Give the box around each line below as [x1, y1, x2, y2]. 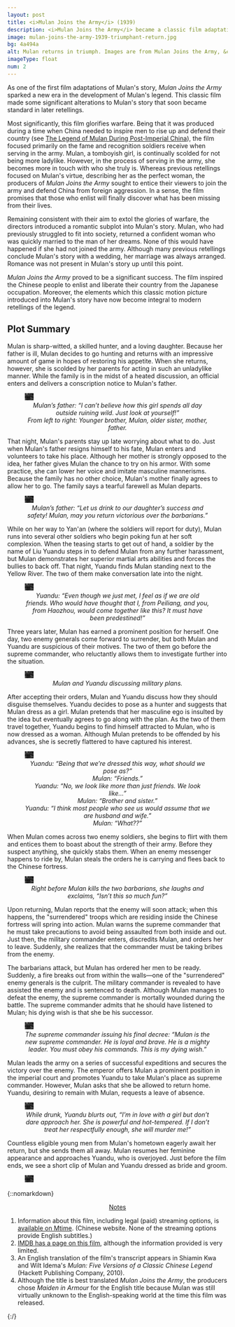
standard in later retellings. [7, 105, 85, 114]
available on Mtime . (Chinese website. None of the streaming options [17, 1224, 217, 1232]
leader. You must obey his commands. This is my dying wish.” [28, 1045, 207, 1053]
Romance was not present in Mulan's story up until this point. [7, 260, 184, 268]
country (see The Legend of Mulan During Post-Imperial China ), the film [7, 134, 215, 142]
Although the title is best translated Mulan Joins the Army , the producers [17, 1276, 227, 1284]
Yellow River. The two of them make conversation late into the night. [7, 569, 204, 578]
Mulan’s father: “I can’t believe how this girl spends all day [32, 400, 203, 410]
